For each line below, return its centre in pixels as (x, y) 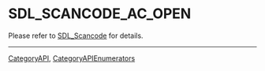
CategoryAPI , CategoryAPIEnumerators (72, 58)
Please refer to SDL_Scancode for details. (76, 35)
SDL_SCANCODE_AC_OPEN (100, 14)
